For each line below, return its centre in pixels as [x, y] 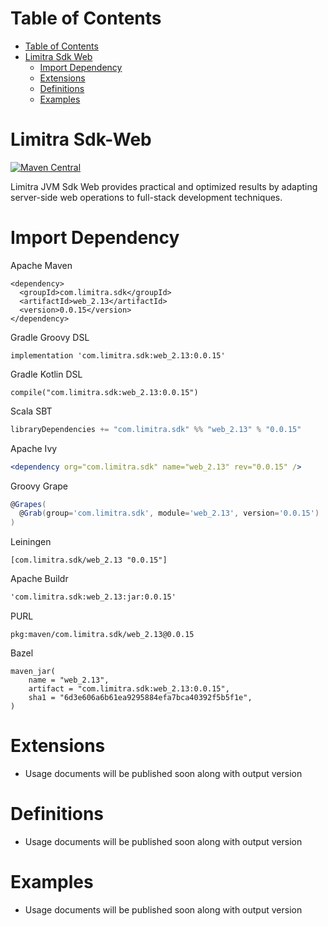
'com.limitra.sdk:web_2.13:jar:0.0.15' [93, 597]
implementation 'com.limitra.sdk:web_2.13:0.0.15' [118, 355]
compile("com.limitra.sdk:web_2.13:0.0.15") [104, 392]
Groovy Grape [39, 486]
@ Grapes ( [28, 504]
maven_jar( [33, 672]
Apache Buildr [39, 579]
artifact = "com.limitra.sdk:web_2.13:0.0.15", [129, 689]
